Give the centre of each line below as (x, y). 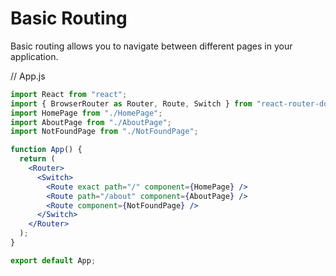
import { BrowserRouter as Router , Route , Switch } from (131, 103)
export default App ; (53, 260)
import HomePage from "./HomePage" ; (86, 113)
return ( (37, 159)
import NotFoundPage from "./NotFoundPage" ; (104, 132)
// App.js (28, 76)
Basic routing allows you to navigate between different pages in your (151, 46)
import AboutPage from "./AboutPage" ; (91, 122)
